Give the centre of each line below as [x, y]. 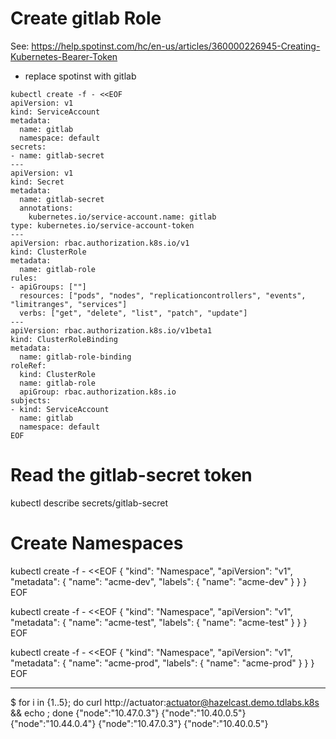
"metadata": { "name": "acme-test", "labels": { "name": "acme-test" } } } [159, 622]
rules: [24, 278]
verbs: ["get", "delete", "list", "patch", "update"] [133, 313]
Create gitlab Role [86, 18]
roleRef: [28, 365]
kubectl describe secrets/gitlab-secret [89, 503]
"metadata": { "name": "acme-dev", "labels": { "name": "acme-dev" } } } [158, 581]
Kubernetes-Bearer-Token [64, 56]
